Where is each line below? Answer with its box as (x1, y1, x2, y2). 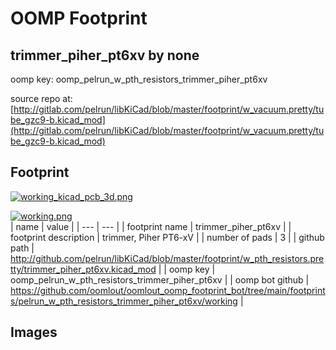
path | (10, 242, 35, 254)
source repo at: (10, 93, 73, 104)
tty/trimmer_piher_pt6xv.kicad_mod (10, 263, 157, 275)
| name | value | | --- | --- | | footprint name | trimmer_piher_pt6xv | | (10, 220, 292, 232)
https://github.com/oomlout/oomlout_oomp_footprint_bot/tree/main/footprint (10, 284, 326, 296)
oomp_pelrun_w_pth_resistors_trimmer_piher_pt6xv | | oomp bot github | (10, 273, 310, 286)
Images (10, 324, 58, 341)
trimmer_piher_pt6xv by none (10, 47, 200, 64)
